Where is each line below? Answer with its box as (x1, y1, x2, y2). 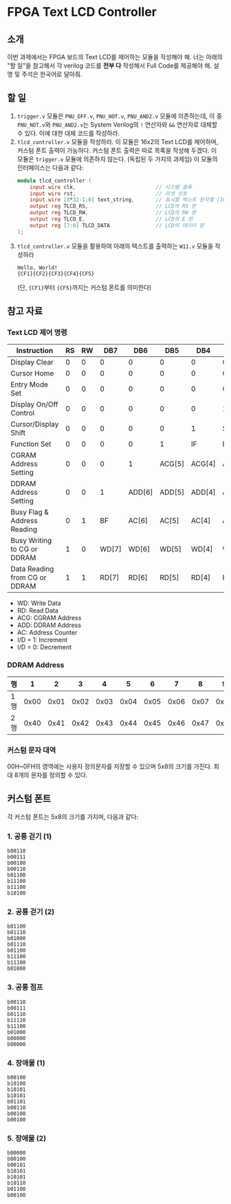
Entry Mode (10, 380, 49, 389)
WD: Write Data (16, 599, 61, 607)
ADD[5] (159, 487, 185, 497)
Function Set (10, 439, 52, 449)
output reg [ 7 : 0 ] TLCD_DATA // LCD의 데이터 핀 (30, 222, 205, 229)
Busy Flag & (10, 507, 49, 517)
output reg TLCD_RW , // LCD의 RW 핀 (30, 210, 197, 216)
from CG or (10, 573, 47, 582)
